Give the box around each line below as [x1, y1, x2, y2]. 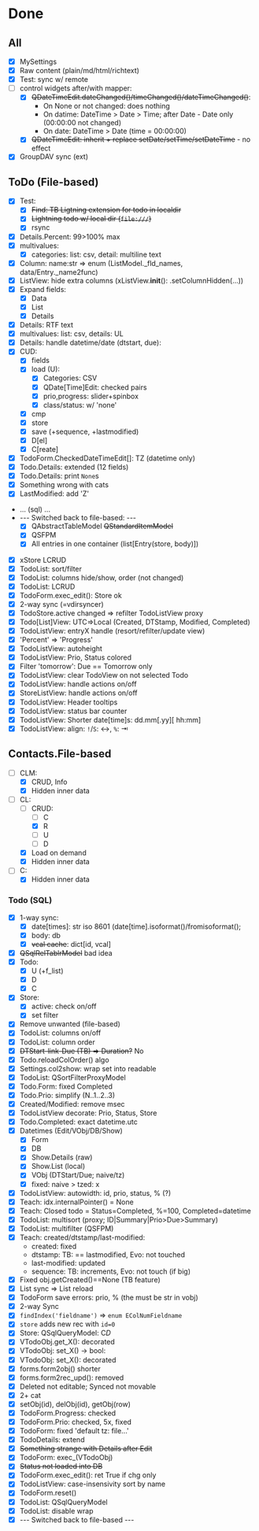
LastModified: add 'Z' [19, 489, 89, 498]
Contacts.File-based [8, 747, 112, 760]
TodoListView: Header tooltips [19, 697, 118, 707]
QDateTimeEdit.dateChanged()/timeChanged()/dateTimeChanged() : [31, 92, 251, 102]
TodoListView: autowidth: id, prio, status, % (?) [19, 1188, 172, 1197]
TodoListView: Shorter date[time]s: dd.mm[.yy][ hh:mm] [19, 715, 202, 724]
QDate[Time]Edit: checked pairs [43, 383, 147, 392]
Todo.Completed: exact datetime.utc [19, 1117, 138, 1126]
